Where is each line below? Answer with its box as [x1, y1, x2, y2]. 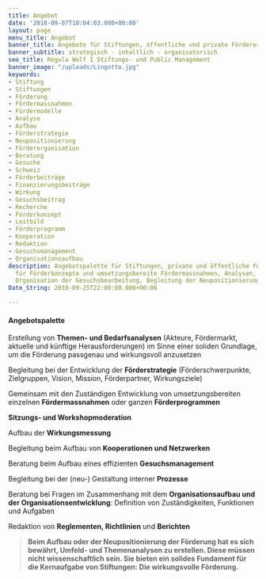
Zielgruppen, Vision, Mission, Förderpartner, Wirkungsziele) [8, 374, 203, 383]
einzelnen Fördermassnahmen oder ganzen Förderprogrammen [8, 398, 220, 407]
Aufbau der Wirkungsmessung [8, 429, 112, 438]
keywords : [8, 70, 41, 78]
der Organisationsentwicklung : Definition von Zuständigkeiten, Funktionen [8, 498, 255, 508]
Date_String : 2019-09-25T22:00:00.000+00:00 [8, 284, 158, 292]
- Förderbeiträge [8, 173, 66, 182]
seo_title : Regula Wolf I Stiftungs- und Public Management [8, 56, 211, 64]
